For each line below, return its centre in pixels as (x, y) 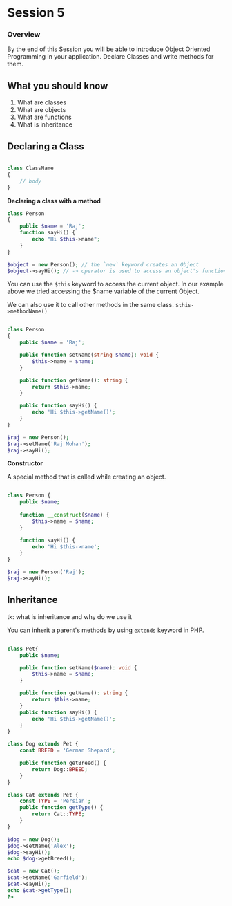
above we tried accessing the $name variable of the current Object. (104, 291)
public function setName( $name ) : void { (78, 668)
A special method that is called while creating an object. (87, 477)
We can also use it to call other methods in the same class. (90, 305)
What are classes (42, 102)
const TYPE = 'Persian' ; (55, 801)
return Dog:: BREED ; (60, 769)
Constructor (25, 463)
